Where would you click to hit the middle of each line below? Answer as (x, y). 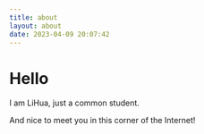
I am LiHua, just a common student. (75, 103)
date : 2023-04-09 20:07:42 (59, 34)
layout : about (36, 26)
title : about (34, 17)
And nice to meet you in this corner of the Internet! (102, 121)
